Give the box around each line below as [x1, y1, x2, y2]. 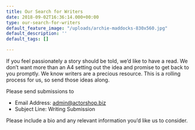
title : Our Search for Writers [6, 8, 83, 15]
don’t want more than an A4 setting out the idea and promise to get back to [6, 64, 189, 71]
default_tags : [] [6, 36, 49, 42]
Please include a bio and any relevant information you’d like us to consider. [6, 117, 188, 124]
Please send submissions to [6, 88, 74, 95]
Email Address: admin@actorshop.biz [14, 99, 106, 106]
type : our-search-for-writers [6, 19, 81, 25]
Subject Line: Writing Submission [14, 106, 96, 112]
